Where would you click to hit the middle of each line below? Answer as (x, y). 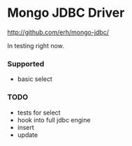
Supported (26, 64)
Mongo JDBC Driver (66, 13)
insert (26, 127)
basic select (35, 79)
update (28, 135)
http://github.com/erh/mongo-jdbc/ (58, 32)
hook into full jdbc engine (54, 119)
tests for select (39, 112)
